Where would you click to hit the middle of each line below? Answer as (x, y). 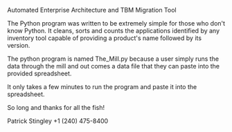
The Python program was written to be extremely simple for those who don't (116, 23)
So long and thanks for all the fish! (56, 107)
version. (19, 45)
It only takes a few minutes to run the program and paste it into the (102, 87)
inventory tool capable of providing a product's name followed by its (105, 38)
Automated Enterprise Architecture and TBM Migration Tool (92, 10)
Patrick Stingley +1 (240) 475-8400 (58, 121)
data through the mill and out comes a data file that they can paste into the (114, 66)
